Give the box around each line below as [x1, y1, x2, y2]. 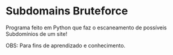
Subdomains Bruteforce [5, 4, 128, 18]
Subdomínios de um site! [5, 30, 68, 37]
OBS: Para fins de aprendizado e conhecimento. [5, 42, 126, 49]
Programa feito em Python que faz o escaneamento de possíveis [5, 24, 167, 31]
